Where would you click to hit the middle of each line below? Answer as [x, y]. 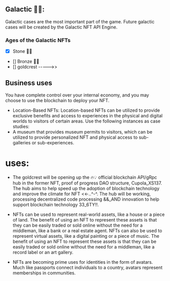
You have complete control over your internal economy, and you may [77, 95]
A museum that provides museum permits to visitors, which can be [82, 132]
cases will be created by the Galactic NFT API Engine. [61, 27]
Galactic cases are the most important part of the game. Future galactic [80, 21]
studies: [21, 126]
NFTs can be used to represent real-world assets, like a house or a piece [89, 214]
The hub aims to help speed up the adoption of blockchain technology [86, 188]
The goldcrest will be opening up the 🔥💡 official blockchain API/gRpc [85, 177]
